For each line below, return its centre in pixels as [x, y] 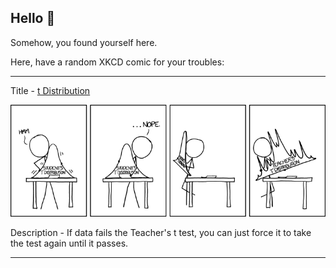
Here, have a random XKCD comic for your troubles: [117, 62]
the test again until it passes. [69, 243]
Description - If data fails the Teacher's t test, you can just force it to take [161, 232]
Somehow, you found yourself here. [84, 42]
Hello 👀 [33, 18]
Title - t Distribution [50, 90]
